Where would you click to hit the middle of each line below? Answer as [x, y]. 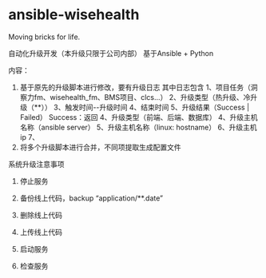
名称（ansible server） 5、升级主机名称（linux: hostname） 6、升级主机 [138, 127]
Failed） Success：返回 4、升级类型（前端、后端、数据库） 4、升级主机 [139, 117]
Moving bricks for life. [44, 37]
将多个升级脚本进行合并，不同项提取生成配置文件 [100, 147]
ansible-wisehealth [74, 15]
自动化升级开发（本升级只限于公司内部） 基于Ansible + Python [111, 53]
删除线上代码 [41, 215]
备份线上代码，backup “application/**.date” [91, 198]
